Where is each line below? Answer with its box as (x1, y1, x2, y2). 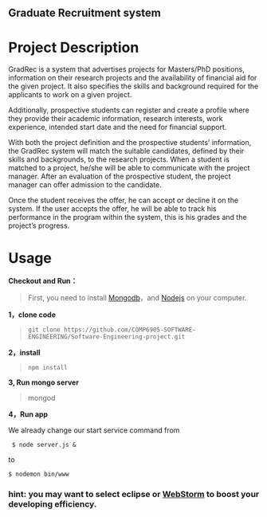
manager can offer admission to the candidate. (8, 180, 162, 190)
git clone (27, 326, 61, 334)
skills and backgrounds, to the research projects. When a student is (8, 155, 230, 164)
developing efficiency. (8, 499, 97, 510)
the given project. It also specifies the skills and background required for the (8, 81, 259, 91)
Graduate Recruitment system (8, 6, 161, 20)
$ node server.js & (11, 441, 77, 449)
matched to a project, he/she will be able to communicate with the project (8, 163, 250, 173)
